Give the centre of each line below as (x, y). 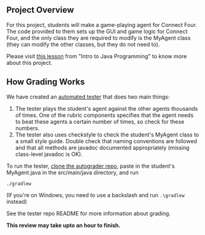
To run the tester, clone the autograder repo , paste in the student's (91, 166)
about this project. (29, 62)
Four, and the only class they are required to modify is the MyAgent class (99, 38)
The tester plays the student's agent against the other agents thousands (106, 108)
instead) (17, 201)
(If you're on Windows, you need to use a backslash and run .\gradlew (96, 195)
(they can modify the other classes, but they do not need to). (83, 44)
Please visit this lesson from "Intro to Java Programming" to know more (97, 56)
